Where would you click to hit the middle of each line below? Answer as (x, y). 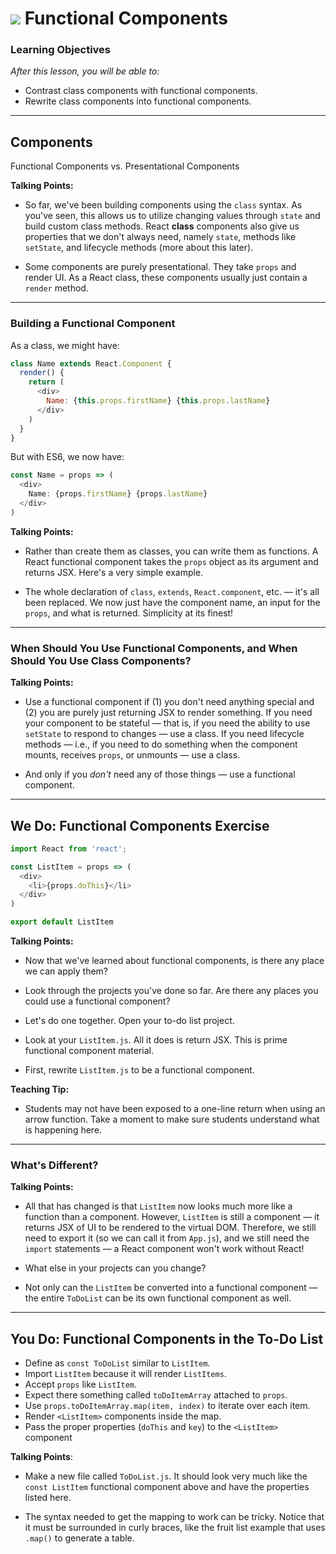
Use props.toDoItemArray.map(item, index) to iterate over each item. (167, 1406)
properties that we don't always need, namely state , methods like (160, 237)
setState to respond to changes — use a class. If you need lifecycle (164, 734)
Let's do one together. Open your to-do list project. (129, 1021)
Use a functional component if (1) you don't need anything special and (169, 702)
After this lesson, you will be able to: (85, 71)
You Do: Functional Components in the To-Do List (167, 1338)
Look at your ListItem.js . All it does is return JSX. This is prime (156, 1040)
